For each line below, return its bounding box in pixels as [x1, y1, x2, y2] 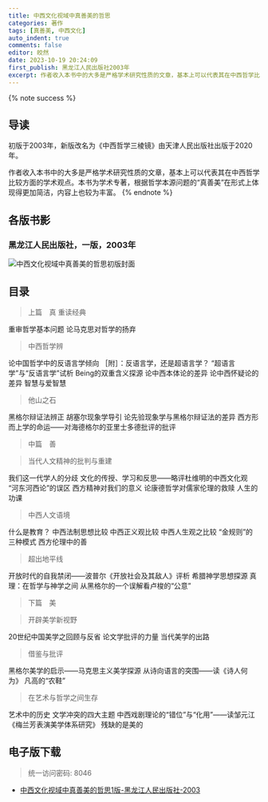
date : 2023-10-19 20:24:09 [8, 57, 98, 65]
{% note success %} [8, 93, 77, 102]
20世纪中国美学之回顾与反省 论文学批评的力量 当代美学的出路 [8, 632, 210, 641]
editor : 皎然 [8, 49, 49, 57]
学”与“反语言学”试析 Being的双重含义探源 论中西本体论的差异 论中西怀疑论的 [8, 368, 259, 378]
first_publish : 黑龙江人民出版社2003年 [8, 64, 130, 72]
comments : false [8, 42, 62, 50]
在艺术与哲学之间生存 [27, 693, 98, 702]
